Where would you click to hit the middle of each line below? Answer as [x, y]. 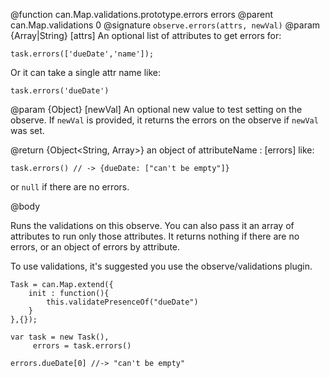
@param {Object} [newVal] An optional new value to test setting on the [156, 109]
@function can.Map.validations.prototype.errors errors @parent [142, 14]
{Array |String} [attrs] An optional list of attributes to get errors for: [146, 35]
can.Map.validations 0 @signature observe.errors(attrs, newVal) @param [165, 25]
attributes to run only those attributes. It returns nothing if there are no [155, 236]
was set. [27, 130]
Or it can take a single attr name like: [86, 72]
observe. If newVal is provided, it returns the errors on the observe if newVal [164, 120]
